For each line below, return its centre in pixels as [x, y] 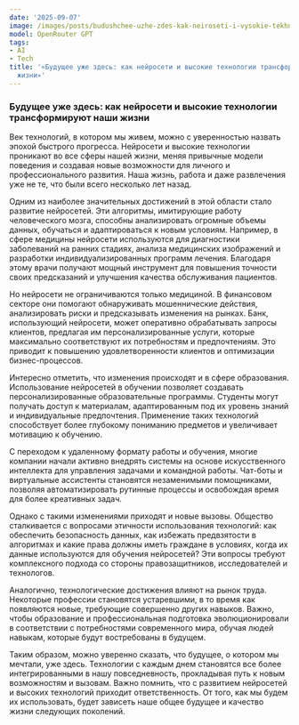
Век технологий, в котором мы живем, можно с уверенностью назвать [145, 137]
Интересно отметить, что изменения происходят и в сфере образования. [149, 378]
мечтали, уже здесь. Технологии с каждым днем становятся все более [145, 665]
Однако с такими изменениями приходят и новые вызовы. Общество [141, 516]
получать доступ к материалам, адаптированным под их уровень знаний [149, 407]
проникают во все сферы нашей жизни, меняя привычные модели [136, 156]
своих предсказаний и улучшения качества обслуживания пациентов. [143, 278]
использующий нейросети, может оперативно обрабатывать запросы [143, 323]
